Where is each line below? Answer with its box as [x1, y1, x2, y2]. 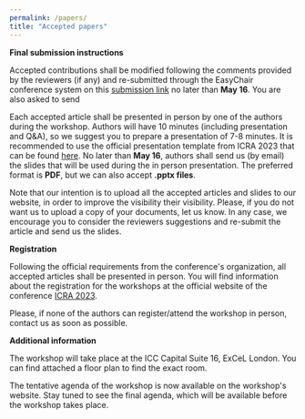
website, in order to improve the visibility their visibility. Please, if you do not [9, 197, 294, 208]
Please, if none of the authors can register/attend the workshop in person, [9, 307, 288, 319]
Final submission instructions [9, 46, 125, 57]
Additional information [9, 334, 97, 346]
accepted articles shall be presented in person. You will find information [9, 271, 280, 281]
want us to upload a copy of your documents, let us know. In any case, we [9, 206, 288, 217]
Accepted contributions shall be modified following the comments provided [9, 65, 292, 76]
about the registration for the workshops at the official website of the [9, 280, 268, 291]
